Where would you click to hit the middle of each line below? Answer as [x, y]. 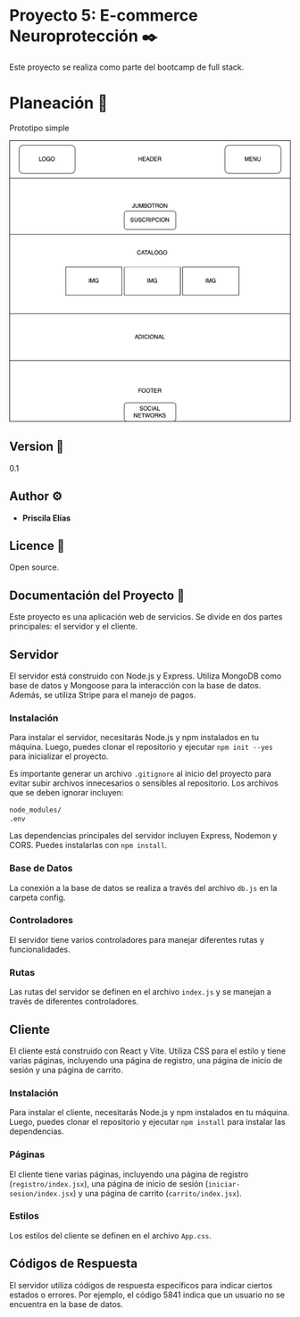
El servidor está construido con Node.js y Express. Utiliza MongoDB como [146, 676]
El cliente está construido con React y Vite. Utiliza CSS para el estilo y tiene [148, 1051]
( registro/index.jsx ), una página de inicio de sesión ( [109, 1183]
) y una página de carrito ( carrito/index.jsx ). [158, 1193]
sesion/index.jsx [42, 1194]
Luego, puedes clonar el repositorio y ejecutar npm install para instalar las [147, 1122]
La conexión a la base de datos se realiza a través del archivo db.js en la [143, 888]
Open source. [34, 567]
